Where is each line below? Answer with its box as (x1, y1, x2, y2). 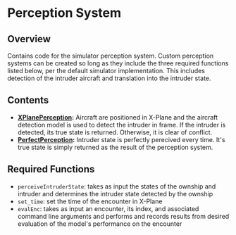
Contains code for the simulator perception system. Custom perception (7, 51, 214, 60)
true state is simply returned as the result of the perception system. (17, 143, 213, 151)
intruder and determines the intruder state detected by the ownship (17, 189, 213, 198)
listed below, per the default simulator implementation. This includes (7, 67, 206, 75)
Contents (7, 94, 49, 106)
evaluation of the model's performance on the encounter (17, 220, 182, 228)
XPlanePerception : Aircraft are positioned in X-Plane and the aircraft (17, 113, 218, 121)
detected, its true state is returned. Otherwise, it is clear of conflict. (17, 128, 213, 136)
